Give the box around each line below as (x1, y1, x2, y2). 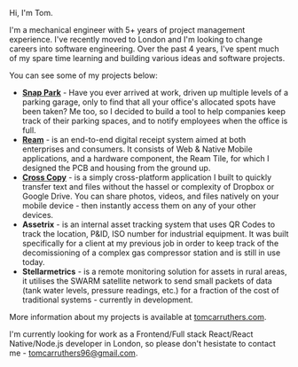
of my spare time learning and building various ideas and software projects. (9, 53, 286, 63)
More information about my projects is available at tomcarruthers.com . (9, 312, 267, 322)
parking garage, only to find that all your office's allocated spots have (21, 97, 277, 107)
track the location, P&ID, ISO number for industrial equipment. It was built (21, 229, 289, 238)
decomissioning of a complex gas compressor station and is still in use (21, 247, 281, 258)
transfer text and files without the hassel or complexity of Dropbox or (21, 182, 275, 191)
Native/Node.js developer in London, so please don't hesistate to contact (9, 339, 277, 348)
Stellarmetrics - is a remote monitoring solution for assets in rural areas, (21, 266, 287, 277)
